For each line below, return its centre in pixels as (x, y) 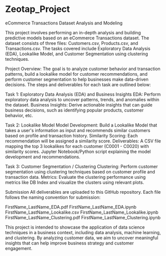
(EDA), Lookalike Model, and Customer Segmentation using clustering (77, 54)
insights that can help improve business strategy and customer (70, 243)
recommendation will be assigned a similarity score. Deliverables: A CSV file (83, 141)
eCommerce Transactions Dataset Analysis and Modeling (64, 23)
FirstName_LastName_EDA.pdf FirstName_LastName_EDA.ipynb (71, 207)
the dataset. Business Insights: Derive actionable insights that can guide (79, 105)
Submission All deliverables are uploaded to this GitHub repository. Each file (83, 192)
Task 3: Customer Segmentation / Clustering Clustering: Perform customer (82, 166)
